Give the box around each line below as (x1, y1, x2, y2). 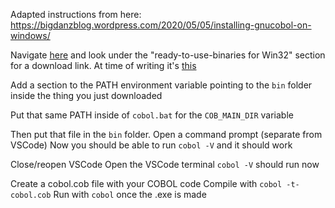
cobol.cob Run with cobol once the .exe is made (10, 189, 207, 200)
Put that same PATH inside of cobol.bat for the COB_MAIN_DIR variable (10, 109, 294, 121)
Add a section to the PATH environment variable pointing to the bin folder (10, 79, 313, 91)
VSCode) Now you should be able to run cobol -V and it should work (10, 139, 293, 151)
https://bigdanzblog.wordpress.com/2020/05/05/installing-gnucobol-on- (10, 19, 312, 31)
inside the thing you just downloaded (10, 90, 163, 101)
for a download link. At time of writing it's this (10, 60, 197, 71)
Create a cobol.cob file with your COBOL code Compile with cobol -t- (10, 178, 300, 189)
